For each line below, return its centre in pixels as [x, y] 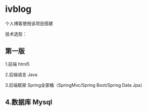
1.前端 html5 [17, 64]
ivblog [18, 9]
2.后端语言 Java [21, 74]
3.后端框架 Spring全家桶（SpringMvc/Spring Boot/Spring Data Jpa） [75, 85]
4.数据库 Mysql [29, 102]
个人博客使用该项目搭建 [29, 23]
